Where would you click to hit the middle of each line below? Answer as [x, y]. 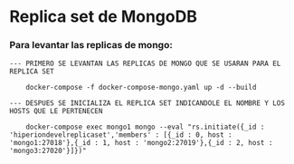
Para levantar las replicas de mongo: [91, 45]
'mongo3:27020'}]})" [48, 151]
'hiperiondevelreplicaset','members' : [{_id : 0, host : [121, 135]
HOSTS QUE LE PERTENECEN [56, 111]
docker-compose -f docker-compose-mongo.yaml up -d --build [141, 88]
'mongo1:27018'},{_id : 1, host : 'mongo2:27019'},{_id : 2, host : [141, 143]
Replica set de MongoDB [103, 17]
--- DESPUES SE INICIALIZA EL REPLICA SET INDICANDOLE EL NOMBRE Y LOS [147, 103]
